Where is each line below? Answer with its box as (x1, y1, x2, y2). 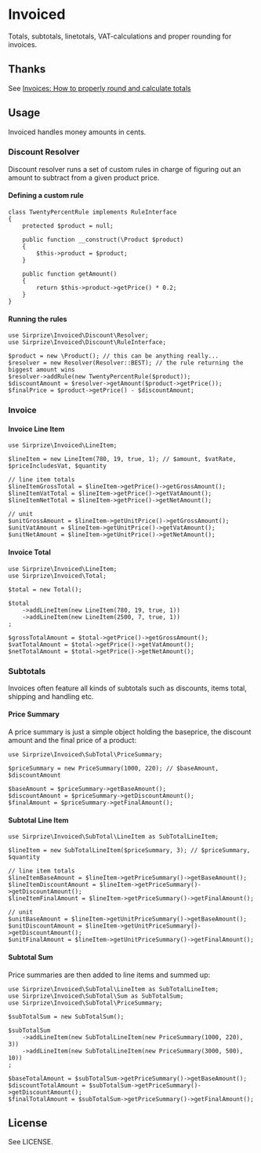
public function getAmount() (22, 270, 118, 278)
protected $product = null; (22, 222, 114, 230)
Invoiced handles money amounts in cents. (8, 127, 147, 137)
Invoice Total (8, 547, 51, 557)
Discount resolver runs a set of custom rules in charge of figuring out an (8, 164, 241, 174)
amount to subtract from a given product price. (8, 173, 160, 182)
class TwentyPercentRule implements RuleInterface (8, 208, 177, 217)
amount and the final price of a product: (8, 736, 137, 745)
